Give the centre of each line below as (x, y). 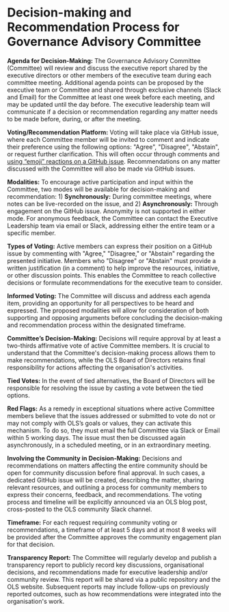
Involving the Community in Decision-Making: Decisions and (95, 458)
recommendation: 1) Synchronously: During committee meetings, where (109, 196)
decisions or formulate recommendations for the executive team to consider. (115, 282)
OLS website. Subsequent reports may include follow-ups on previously (108, 587)
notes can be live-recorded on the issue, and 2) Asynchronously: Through (113, 204)
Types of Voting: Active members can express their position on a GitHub (110, 246)
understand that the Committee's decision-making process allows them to (111, 353)
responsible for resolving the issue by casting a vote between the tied (105, 388)
